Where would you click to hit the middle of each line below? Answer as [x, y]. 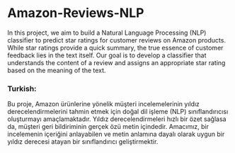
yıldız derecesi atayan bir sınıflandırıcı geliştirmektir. [83, 142]
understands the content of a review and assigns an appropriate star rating [116, 62]
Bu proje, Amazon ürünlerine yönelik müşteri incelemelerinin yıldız [104, 104]
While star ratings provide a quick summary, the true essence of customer [115, 47]
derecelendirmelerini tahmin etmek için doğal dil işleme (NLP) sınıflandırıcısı [118, 112]
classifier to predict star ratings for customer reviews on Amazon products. [117, 40]
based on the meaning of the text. [57, 70]
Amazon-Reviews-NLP [76, 13]
